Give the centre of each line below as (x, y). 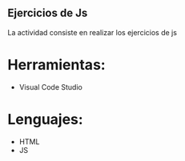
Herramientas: (56, 65)
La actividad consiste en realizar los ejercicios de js (92, 32)
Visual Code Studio (51, 87)
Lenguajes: (45, 119)
